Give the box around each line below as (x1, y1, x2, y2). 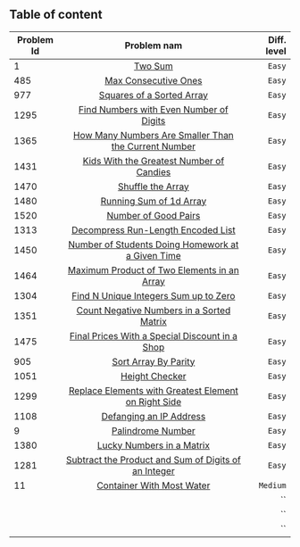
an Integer (132, 464, 176, 477)
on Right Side (125, 395, 181, 408)
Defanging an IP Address (101, 410, 206, 422)
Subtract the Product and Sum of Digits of (65, 453, 241, 466)
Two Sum (133, 60, 174, 72)
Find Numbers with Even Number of (79, 103, 229, 115)
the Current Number (111, 140, 196, 153)
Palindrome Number (111, 424, 196, 436)
